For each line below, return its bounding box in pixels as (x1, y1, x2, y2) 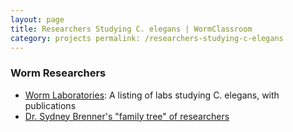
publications (24, 99, 77, 111)
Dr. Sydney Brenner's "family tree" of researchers (24, 110, 230, 122)
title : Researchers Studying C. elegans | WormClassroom (10, 24, 253, 34)
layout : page (10, 14, 65, 25)
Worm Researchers (10, 66, 107, 80)
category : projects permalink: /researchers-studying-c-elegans (10, 33, 284, 43)
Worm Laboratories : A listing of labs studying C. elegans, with (24, 89, 280, 101)
